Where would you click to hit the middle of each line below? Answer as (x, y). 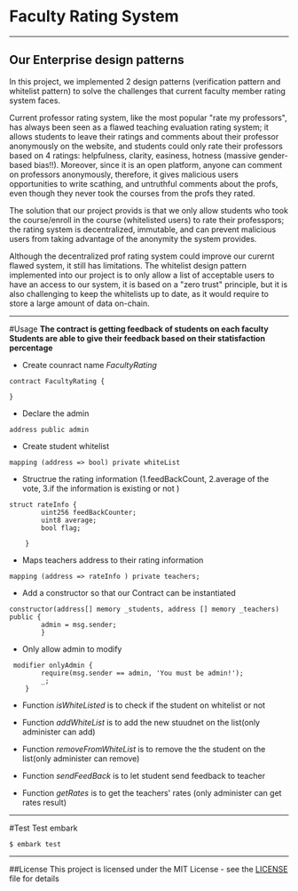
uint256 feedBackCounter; (89, 512)
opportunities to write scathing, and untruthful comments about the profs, (144, 183)
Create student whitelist (66, 445)
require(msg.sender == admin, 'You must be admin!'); (142, 673)
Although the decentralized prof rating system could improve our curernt (142, 256)
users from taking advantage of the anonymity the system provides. (133, 238)
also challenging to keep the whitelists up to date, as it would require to (139, 293)
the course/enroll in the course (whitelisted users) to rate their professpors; (147, 220)
